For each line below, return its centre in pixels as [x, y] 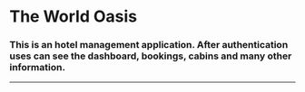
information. [38, 68]
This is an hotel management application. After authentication [149, 45]
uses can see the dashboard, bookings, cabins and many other [151, 56]
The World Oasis [74, 17]
